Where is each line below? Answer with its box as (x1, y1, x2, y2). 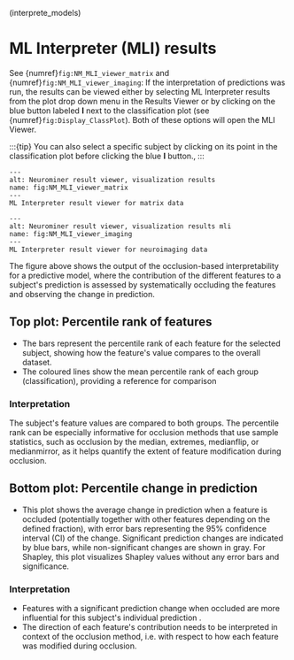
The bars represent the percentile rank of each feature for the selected (21, 338, 281, 349)
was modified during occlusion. (21, 641, 137, 651)
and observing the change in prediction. (9, 288, 155, 299)
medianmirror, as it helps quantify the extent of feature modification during (9, 446, 282, 457)
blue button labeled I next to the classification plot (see (9, 105, 210, 116)
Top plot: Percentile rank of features (9, 314, 213, 330)
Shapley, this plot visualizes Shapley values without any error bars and (21, 551, 280, 562)
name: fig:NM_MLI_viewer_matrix (9, 183, 128, 192)
